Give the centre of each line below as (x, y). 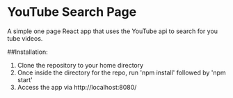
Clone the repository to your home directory (80, 65)
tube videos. (25, 38)
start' (25, 79)
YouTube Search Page (72, 12)
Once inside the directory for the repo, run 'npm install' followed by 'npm (121, 72)
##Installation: (27, 52)
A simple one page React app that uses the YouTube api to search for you (112, 31)
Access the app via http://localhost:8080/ (77, 87)
